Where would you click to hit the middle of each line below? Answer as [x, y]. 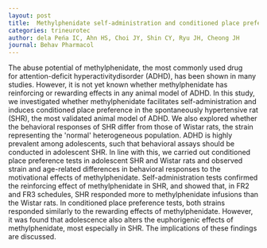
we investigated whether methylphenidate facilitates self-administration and [132, 102]
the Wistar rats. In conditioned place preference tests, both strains [117, 203]
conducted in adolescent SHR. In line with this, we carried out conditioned [130, 153]
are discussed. [33, 237]
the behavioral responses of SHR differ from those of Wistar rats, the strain [131, 127]
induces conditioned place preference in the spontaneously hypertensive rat [133, 110]
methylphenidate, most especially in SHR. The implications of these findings [133, 228]
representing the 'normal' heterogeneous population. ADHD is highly [120, 135]
